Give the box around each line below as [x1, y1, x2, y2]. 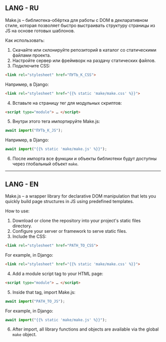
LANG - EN [5, 180, 39, 188]
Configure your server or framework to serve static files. [12, 228, 127, 234]
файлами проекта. [12, 52, 51, 58]
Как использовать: [5, 37, 45, 43]
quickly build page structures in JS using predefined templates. [5, 199, 134, 204]
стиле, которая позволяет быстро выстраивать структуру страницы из [5, 22, 156, 28]
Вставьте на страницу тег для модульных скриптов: [12, 100, 122, 106]
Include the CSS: [12, 233, 47, 239]
